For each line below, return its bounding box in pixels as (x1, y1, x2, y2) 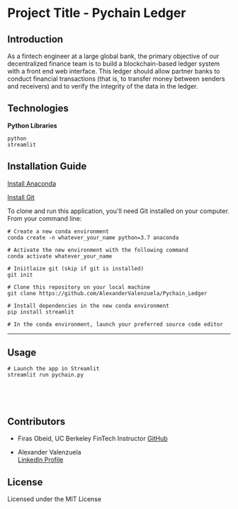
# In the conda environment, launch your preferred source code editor (7, 321, 223, 328)
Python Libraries (7, 121, 58, 130)
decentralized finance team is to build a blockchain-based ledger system (7, 59, 220, 68)
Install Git (7, 193, 35, 201)
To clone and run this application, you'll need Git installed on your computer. (7, 207, 230, 215)
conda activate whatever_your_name (7, 253, 113, 260)
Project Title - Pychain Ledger (7, 5, 186, 21)
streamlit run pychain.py (7, 372, 84, 379)
